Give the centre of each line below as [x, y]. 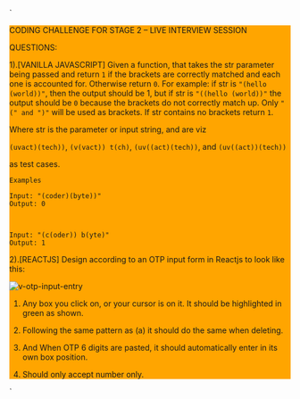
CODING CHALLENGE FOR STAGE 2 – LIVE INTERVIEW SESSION [128, 30]
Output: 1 [28, 243]
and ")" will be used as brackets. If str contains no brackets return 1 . [147, 112]
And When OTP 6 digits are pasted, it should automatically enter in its [150, 348]
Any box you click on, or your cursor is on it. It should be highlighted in [152, 303]
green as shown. [53, 313]
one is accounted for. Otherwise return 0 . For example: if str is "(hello [138, 83]
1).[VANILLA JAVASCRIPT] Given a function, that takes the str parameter [142, 65]
